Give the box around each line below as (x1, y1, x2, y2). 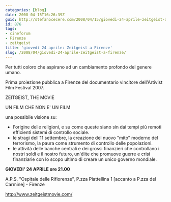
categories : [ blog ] (5, 7, 47, 13)
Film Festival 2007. (5, 84, 44, 90)
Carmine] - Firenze (5, 181, 45, 187)
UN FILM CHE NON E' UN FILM (5, 104, 71, 110)
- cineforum (5, 31, 31, 36)
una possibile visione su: (5, 114, 57, 120)
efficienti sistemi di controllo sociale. (12, 129, 90, 135)
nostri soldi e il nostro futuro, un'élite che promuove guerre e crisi (12, 151, 150, 157)
